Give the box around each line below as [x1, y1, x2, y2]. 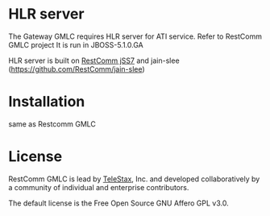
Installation [8, 93, 85, 111]
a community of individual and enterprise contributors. [8, 182, 189, 192]
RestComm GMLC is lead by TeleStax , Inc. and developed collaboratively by [8, 174, 260, 184]
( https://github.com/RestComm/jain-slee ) [8, 64, 145, 73]
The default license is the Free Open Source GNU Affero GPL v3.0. [8, 198, 229, 208]
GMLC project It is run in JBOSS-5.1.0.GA [8, 39, 143, 49]
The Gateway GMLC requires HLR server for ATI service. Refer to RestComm [8, 31, 262, 41]
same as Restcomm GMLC [8, 118, 97, 129]
